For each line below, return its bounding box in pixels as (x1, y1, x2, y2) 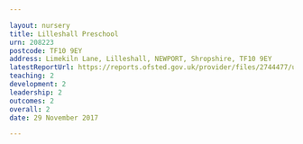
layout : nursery (9, 21, 70, 30)
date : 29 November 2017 (9, 113, 99, 122)
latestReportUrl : (9, 63, 75, 72)
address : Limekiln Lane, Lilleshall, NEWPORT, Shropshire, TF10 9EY (9, 55, 272, 64)
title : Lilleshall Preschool (9, 29, 119, 39)
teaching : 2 (9, 71, 54, 81)
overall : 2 (9, 104, 50, 113)
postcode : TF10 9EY (9, 46, 83, 55)
